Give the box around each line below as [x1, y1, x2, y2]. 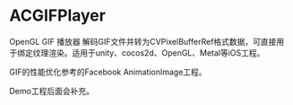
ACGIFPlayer [9, 5, 106, 26]
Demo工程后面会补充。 [9, 85, 94, 96]
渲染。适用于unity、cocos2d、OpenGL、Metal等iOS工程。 [47, 47, 265, 58]
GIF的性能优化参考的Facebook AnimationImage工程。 [9, 66, 208, 77]
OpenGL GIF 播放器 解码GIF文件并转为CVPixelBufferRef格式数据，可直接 [9, 36, 277, 47]
